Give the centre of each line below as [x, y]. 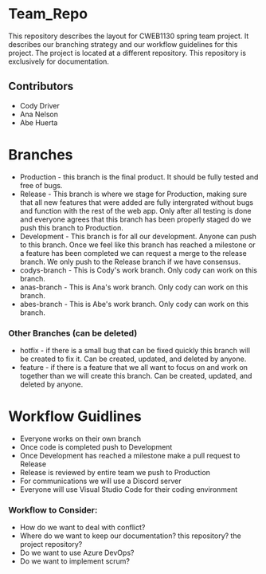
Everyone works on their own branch [80, 438]
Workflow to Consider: [53, 509]
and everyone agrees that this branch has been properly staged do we [135, 219]
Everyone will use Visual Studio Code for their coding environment [129, 489]
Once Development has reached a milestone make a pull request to [130, 455]
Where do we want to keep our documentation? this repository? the [130, 536]
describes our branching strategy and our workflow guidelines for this [123, 44]
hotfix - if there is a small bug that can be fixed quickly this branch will [135, 350]
